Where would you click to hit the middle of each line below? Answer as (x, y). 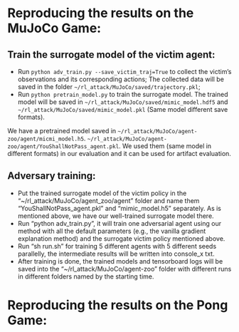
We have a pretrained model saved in (62, 131)
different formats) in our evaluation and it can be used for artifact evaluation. (119, 154)
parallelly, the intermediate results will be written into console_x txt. (116, 254)
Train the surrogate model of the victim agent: (111, 55)
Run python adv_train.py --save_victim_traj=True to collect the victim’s (124, 72)
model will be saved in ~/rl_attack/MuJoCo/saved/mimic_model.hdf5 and (123, 102)
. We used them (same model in (165, 146)
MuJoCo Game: (54, 28)
